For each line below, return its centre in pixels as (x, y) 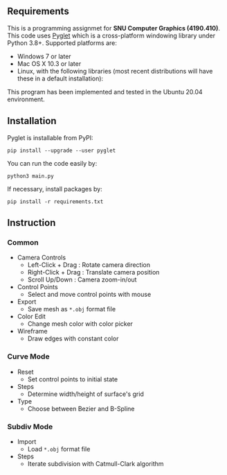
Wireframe (32, 331)
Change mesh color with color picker (80, 324)
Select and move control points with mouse (89, 295)
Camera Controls (42, 258)
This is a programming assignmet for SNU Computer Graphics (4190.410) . (113, 28)
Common (23, 242)
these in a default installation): (60, 78)
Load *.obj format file (59, 449)
